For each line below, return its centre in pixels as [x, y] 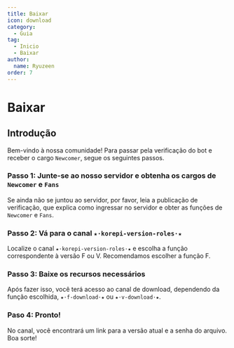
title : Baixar [28, 14]
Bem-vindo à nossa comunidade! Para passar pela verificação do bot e [110, 150]
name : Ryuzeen [34, 66]
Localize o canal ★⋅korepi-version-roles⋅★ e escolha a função [97, 249]
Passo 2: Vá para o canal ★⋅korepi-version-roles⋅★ [95, 233]
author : [19, 60]
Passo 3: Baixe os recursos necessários [76, 274]
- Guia [23, 33]
